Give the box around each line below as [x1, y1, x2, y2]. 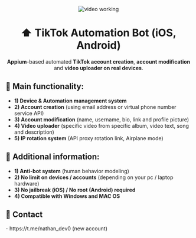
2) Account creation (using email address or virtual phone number [14, 103, 177, 110]
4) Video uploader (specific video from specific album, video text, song [14, 122, 190, 129]
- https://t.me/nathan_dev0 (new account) [5, 225, 107, 232]
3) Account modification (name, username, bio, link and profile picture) [14, 115, 190, 123]
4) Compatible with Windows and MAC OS [14, 192, 120, 200]
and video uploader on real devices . [54, 64, 143, 71]
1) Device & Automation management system [14, 97, 128, 104]
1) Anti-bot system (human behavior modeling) [14, 167, 129, 174]
